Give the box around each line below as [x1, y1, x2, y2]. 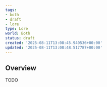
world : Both [5, 31, 30, 36]
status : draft [5, 36, 35, 41]
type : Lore [5, 26, 28, 31]
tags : [5, 7, 17, 13]
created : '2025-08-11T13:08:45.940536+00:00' [5, 40, 102, 46]
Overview [5, 64, 37, 72]
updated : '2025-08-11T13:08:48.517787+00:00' [5, 45, 102, 50]
